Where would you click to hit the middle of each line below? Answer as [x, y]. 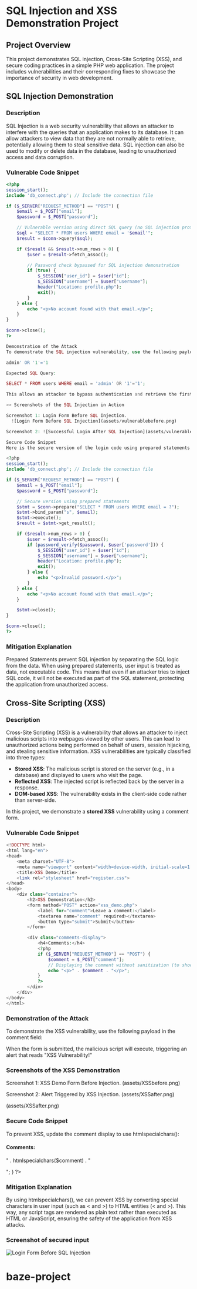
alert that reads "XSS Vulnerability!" [49, 1055]
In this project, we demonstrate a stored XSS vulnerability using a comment [97, 811]
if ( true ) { [42, 271]
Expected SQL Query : [31, 373]
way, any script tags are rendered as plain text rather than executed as [91, 1213]
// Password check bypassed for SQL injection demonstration [103, 265]
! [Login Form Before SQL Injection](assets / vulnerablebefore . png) [94, 421]
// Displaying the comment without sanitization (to [114, 965]
